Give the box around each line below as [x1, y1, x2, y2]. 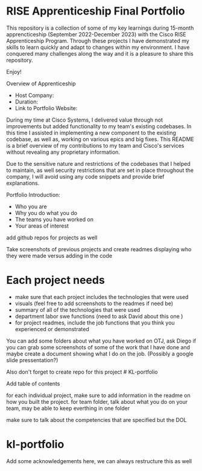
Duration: [14, 98, 38, 105]
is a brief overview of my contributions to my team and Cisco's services [6, 142, 185, 149]
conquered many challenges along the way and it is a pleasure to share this [6, 50, 194, 57]
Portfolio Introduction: [6, 191, 60, 198]
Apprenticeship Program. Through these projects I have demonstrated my [6, 37, 190, 44]
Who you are [14, 203, 47, 210]
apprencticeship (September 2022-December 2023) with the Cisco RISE [6, 30, 187, 38]
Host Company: [14, 91, 54, 99]
